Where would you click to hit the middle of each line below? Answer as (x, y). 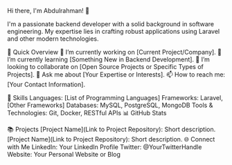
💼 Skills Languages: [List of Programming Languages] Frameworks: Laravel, (115, 98)
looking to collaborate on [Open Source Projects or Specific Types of (106, 67)
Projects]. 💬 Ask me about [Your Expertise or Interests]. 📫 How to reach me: (116, 75)
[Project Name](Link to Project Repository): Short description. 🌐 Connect (111, 139)
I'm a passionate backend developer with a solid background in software (111, 24)
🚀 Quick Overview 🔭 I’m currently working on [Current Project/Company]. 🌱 (115, 52)
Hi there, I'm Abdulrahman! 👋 (48, 11)
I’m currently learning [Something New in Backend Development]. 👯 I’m (108, 59)
